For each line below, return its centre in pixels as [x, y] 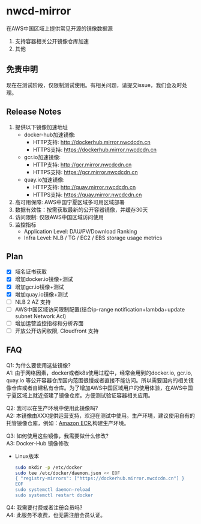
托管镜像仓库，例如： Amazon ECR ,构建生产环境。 [68, 423]
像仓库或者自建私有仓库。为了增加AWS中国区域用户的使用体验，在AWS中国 [100, 388]
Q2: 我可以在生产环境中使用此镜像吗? [52, 408]
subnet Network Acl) [40, 316]
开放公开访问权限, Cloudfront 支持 [57, 331]
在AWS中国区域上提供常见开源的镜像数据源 [59, 28]
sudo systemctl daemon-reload [53, 490]
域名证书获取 [31, 272]
